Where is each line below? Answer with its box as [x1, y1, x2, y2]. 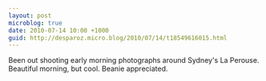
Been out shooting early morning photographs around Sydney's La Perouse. [8, 56, 260, 65]
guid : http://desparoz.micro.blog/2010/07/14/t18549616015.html [8, 33, 228, 42]
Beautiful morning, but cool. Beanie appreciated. [8, 64, 168, 74]
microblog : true [8, 19, 62, 27]
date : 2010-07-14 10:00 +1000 [8, 26, 110, 34]
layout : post [8, 11, 52, 20]
